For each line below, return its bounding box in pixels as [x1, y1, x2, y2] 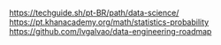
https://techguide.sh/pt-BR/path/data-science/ [9, 8, 179, 18]
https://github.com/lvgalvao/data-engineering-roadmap [9, 26, 212, 36]
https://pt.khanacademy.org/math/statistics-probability [9, 17, 210, 27]
